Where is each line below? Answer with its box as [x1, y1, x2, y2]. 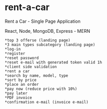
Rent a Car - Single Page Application [5, 18, 81, 24]
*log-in [5, 46, 21, 51]
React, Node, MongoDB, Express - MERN [5, 28, 90, 34]
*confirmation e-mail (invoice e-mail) [5, 99, 89, 104]
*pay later [5, 90, 28, 96]
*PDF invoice [5, 95, 32, 100]
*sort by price [5, 77, 37, 82]
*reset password [5, 55, 39, 61]
